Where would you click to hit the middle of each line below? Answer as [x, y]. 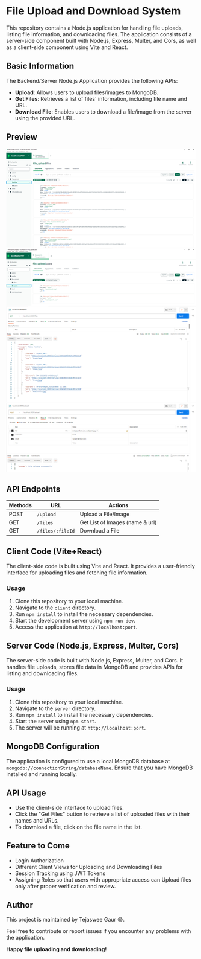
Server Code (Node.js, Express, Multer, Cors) [93, 646]
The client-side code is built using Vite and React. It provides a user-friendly [101, 566]
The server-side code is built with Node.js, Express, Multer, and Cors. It [95, 660]
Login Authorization [39, 860]
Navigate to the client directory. [55, 608]
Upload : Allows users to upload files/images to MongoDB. [87, 92]
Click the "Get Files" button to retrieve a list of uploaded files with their [103, 814]
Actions [118, 505]
